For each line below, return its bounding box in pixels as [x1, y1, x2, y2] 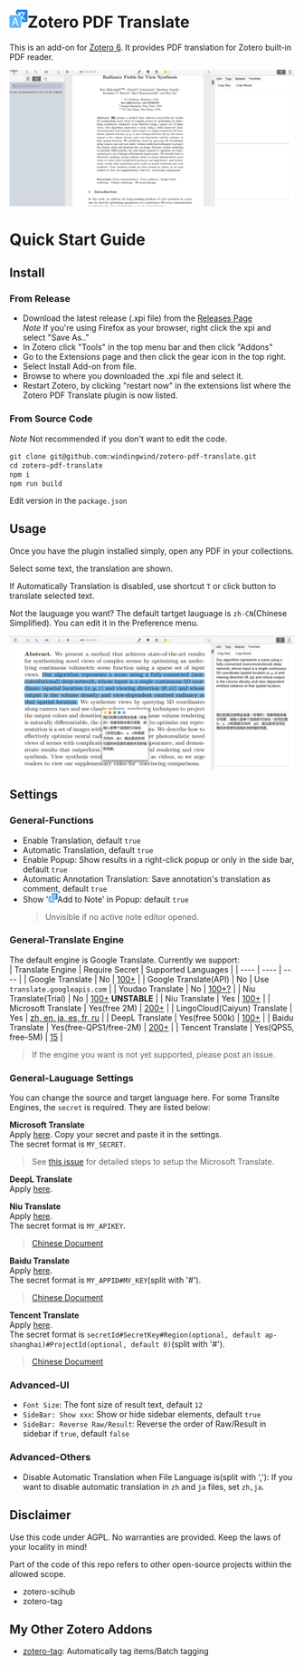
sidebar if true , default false [22, 1428, 129, 1439]
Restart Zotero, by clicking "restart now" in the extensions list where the [22, 381, 291, 392]
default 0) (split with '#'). [130, 1339, 225, 1350]
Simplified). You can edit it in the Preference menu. [9, 617, 199, 628]
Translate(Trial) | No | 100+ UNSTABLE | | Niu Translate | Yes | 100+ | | [9, 992, 271, 1003]
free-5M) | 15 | [9, 1031, 63, 1042]
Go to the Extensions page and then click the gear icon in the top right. [22, 352, 287, 363]
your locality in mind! [9, 1541, 88, 1552]
